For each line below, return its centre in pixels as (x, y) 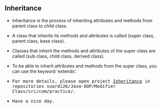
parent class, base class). (38, 41)
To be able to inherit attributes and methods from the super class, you (84, 66)
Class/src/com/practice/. (44, 91)
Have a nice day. (33, 101)
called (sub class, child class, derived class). (58, 56)
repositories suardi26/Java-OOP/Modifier (64, 86)
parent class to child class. (39, 26)
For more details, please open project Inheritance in (81, 81)
